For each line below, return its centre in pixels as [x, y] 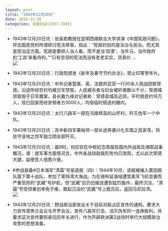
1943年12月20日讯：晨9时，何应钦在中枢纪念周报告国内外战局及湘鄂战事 [88, 147]
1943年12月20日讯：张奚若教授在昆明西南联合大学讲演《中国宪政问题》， [87, 39]
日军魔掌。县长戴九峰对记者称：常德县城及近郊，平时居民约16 [94, 96]
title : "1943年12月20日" [30, 15]
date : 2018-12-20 [23, 19]
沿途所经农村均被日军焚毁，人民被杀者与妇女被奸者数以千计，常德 [90, 90]
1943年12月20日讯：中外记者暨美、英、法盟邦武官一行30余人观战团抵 [85, 84]
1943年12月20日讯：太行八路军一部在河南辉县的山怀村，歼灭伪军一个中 [86, 113]
